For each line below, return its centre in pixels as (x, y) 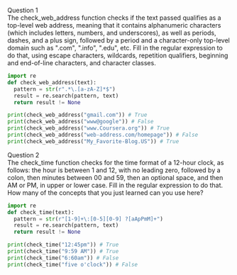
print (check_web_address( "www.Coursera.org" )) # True (89, 128)
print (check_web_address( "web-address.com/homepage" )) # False (103, 135)
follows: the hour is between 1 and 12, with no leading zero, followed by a (114, 170)
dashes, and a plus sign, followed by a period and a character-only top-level (119, 40)
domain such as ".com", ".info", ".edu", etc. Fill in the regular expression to (115, 48)
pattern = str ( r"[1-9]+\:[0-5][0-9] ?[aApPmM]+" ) (88, 219)
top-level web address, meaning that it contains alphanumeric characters (114, 25)
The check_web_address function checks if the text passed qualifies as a (114, 18)
